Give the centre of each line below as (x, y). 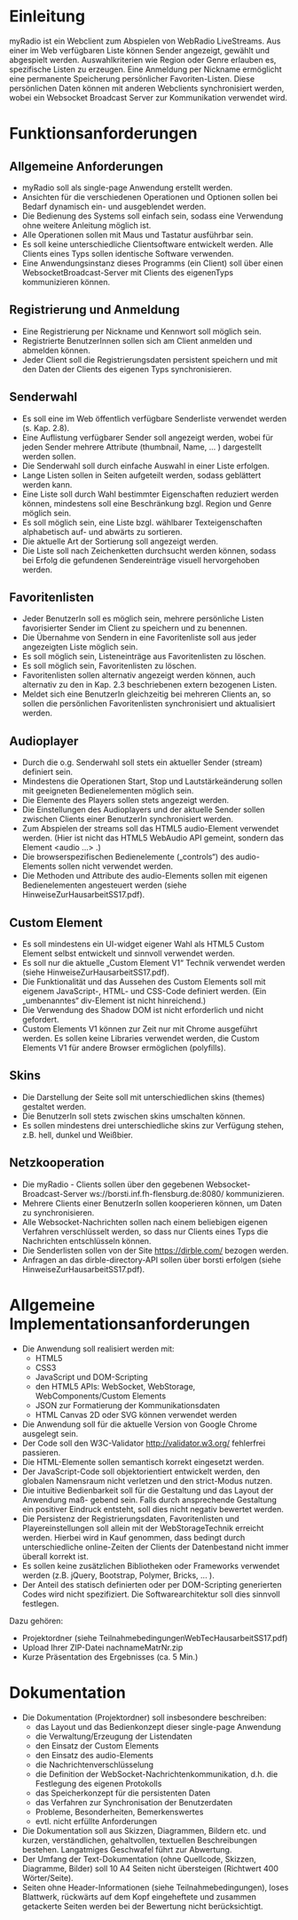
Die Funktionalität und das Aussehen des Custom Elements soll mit (144, 982)
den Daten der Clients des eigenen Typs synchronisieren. (127, 369)
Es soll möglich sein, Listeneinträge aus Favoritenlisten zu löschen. (144, 657)
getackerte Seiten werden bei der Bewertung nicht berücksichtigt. (142, 1906)
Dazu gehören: (36, 1621)
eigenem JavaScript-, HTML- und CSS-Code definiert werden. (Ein (144, 991)
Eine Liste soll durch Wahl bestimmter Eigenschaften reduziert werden (150, 494)
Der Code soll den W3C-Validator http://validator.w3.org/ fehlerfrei (144, 1443)
